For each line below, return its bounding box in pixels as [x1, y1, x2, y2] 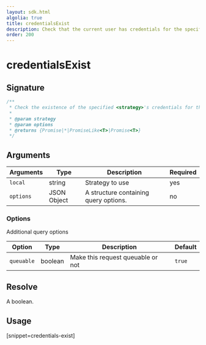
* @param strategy [9, 116, 56, 122]
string [48, 178, 66, 187]
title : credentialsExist [6, 20, 70, 26]
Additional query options [6, 228, 69, 236]
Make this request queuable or [70, 253, 158, 262]
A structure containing [85, 188, 150, 197]
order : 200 [6, 32, 34, 38]
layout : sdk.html [6, 9, 51, 15]
